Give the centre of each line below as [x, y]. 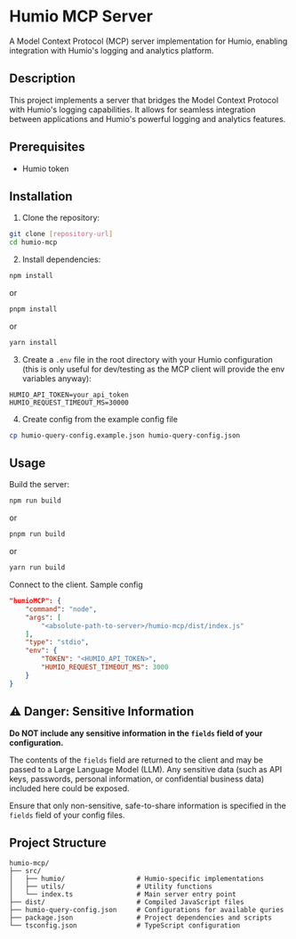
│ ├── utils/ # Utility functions [111, 887]
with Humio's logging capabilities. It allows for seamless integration [132, 110]
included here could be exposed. [70, 788]
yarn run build [37, 567]
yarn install [33, 342]
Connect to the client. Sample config [76, 584]
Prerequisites [47, 147]
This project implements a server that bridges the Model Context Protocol [144, 100]
